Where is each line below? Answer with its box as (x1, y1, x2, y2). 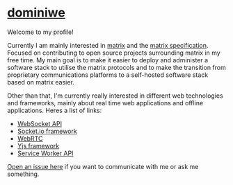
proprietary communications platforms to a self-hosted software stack (7, 71, 209, 79)
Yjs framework (17, 141, 60, 150)
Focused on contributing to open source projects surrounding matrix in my (7, 49, 220, 57)
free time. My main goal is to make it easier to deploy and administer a (7, 55, 209, 64)
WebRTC (17, 134, 43, 143)
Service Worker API (17, 149, 74, 157)
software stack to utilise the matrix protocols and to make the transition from (7, 63, 226, 71)
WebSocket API (17, 119, 63, 127)
